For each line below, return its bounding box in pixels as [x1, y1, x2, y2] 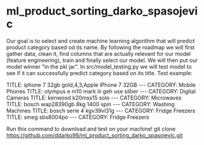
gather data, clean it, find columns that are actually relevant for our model [6, 50, 191, 57]
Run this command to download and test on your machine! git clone [6, 125, 176, 132]
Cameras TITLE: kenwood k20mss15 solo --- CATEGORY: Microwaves [6, 94, 181, 101]
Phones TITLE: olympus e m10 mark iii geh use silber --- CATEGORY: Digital [6, 87, 196, 95]
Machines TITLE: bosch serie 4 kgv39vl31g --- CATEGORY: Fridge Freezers [6, 107, 196, 114]
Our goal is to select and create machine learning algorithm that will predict [6, 37, 195, 44]
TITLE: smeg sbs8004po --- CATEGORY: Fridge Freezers [6, 113, 149, 121]
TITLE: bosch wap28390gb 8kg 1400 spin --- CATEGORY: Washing [6, 100, 175, 107]
